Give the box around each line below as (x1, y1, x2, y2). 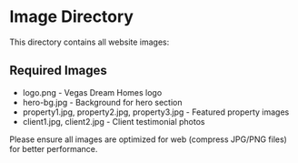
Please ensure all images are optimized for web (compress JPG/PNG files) (9, 134, 288, 145)
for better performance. (9, 143, 98, 154)
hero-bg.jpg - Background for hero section (22, 97, 184, 107)
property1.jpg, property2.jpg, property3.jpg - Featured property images (22, 107, 290, 117)
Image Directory (9, 6, 134, 27)
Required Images (9, 63, 107, 78)
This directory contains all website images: (9, 36, 170, 47)
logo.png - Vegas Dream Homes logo (22, 87, 163, 97)
